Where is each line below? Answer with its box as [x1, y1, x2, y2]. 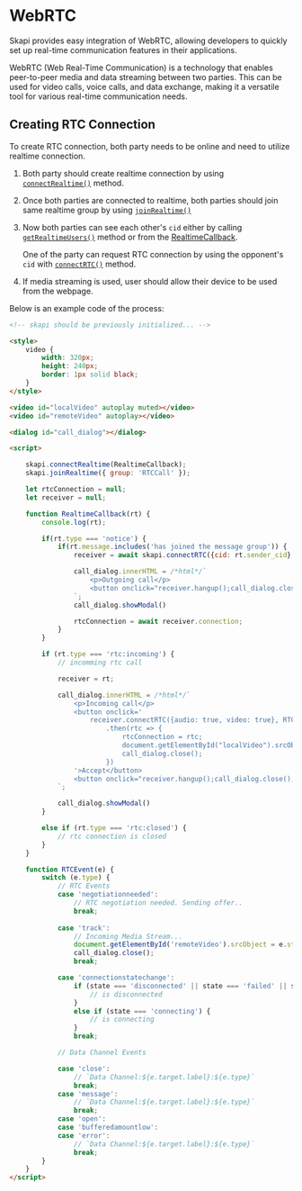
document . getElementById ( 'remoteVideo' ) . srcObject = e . [73, 940, 288, 950]
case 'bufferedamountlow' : [57, 1123, 159, 1132]
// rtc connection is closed [57, 832, 167, 841]
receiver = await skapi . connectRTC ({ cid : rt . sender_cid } [73, 551, 292, 560]
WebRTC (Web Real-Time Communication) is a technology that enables [9, 62, 274, 73]
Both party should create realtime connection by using [22, 167, 225, 178]
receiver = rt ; [57, 674, 115, 683]
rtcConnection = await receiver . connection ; [73, 617, 244, 626]
